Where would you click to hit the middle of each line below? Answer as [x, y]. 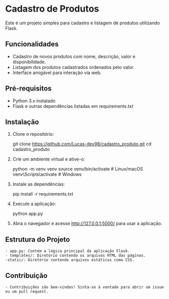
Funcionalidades [32, 44]
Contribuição [27, 275]
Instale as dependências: [38, 184]
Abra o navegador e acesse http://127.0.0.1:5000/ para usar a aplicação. [87, 223]
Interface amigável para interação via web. [57, 72]
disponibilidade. [29, 62]
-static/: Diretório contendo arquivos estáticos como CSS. [70, 260]
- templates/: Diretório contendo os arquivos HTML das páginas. [75, 256]
